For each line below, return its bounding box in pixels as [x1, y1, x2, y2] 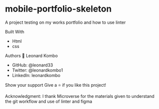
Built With [5, 29, 24, 34]
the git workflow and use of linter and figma [5, 98, 93, 104]
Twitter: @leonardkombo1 [12, 67, 63, 73]
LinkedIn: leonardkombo [12, 72, 61, 78]
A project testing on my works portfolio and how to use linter [5, 19, 126, 25]
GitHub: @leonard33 [12, 62, 53, 68]
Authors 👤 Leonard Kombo [5, 52, 58, 59]
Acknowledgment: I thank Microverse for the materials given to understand [5, 93, 155, 99]
